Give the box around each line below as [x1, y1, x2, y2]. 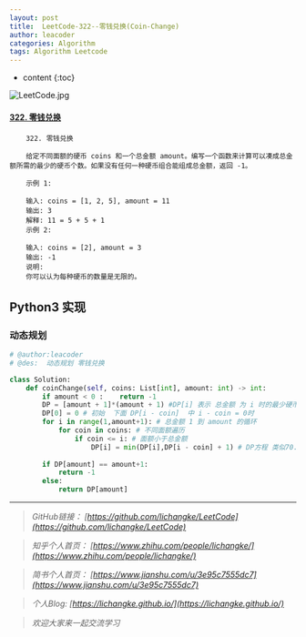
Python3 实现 [9, 299, 87, 315]
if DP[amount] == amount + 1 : [42, 460, 148, 469]
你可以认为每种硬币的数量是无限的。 [25, 272, 141, 282]
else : [42, 477, 64, 486]
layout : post [9, 13, 59, 23]
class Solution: [9, 375, 71, 384]
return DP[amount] [57, 485, 128, 494]
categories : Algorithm [9, 38, 96, 48]
